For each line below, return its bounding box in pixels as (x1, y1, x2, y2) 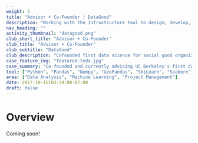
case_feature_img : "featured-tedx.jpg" (6, 58, 104, 64)
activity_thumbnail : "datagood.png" (6, 31, 96, 36)
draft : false (6, 85, 38, 91)
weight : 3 (6, 8, 31, 15)
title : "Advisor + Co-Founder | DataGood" (6, 14, 112, 20)
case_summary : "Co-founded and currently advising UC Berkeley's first (6, 63, 186, 69)
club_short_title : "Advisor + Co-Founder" (6, 36, 112, 42)
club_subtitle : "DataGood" (6, 47, 72, 53)
